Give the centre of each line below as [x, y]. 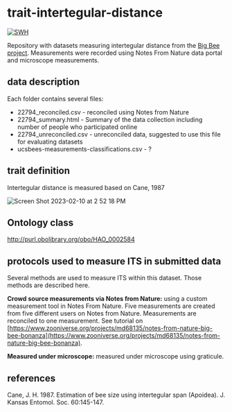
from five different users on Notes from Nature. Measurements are [102, 314]
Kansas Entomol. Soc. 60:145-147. [55, 402]
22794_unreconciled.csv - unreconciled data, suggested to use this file [119, 134]
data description [44, 82]
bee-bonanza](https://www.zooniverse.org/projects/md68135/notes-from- [114, 336]
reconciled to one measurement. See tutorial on [75, 321]
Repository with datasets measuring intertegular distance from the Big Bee [114, 45]
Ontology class [41, 222]
